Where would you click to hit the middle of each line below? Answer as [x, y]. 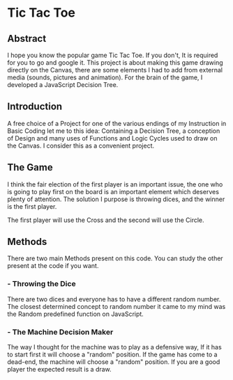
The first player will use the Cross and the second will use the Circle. [106, 220]
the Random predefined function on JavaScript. [76, 314]
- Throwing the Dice [42, 284]
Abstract [27, 39]
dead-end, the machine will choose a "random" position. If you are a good [114, 362]
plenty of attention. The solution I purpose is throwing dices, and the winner [116, 199]
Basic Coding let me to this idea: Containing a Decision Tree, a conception [114, 131]
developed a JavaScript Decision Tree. [63, 85]
